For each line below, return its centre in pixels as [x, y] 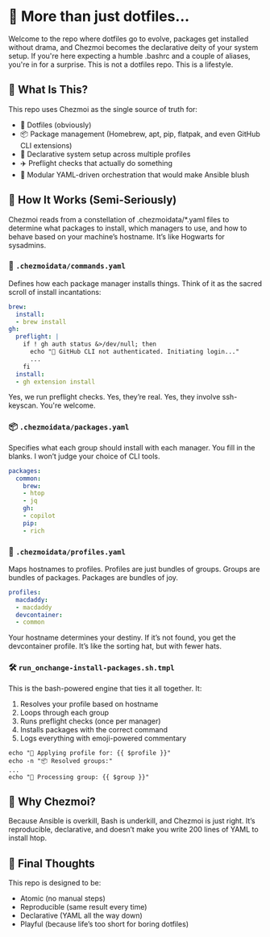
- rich [34, 531]
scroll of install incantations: [55, 292]
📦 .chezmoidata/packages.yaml [69, 427]
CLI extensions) [46, 145]
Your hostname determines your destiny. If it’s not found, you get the [122, 638]
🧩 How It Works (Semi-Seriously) [93, 200]
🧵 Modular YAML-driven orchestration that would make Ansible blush [135, 174]
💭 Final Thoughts [52, 863]
